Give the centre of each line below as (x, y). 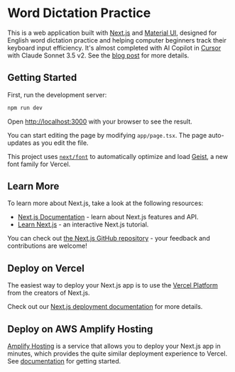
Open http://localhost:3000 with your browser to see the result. (100, 121)
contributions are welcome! (47, 246)
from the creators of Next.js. (49, 293)
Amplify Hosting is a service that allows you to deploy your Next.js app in (114, 346)
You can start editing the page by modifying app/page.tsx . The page (107, 135)
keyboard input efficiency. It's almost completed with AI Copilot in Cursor (114, 48)
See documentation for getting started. (64, 361)
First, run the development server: (57, 94)
